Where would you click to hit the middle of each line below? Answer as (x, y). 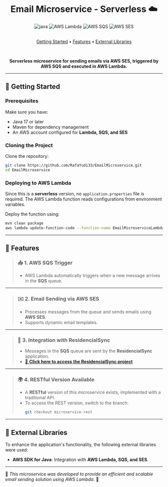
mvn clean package (24, 223)
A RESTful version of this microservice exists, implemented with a (93, 392)
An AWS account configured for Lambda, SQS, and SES (70, 132)
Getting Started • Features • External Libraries (84, 41)
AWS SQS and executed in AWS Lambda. (84, 66)
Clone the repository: (27, 156)
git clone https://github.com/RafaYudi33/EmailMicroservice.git (73, 165)
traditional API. (40, 398)
